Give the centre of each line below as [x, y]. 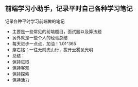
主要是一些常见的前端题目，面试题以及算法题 [57, 31]
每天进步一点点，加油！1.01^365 [44, 43]
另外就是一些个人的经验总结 [40, 37]
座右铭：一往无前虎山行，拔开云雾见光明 [52, 49]
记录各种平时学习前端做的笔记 [35, 21]
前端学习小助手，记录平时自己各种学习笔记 [69, 9]
